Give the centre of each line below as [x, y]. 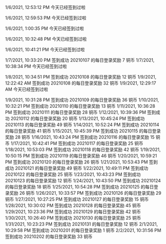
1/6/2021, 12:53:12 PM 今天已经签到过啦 [45, 7]
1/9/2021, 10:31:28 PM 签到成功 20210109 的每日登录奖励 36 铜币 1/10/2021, [82, 100]
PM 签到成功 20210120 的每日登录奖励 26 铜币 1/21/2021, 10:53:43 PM [77, 162]
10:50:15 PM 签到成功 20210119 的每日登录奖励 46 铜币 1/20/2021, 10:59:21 [81, 156]
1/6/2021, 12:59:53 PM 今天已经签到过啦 [46, 18]
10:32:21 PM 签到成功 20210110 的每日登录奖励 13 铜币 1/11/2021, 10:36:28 [80, 106]
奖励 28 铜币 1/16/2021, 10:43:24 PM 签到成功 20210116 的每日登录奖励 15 [80, 137]
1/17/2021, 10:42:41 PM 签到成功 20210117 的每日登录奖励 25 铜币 [77, 143]
